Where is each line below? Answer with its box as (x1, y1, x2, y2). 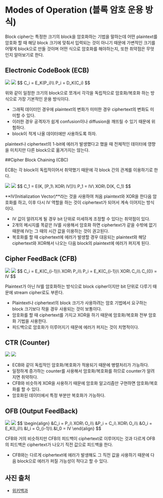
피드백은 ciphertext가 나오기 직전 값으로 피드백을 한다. (10, 442, 113, 448)
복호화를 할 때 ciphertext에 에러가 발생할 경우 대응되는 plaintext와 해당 (12, 234, 147, 240)
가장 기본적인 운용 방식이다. (17, 96, 70, 102)
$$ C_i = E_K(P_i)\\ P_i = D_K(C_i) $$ (16, 80, 91, 86)
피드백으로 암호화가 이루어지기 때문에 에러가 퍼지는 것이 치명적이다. (12, 324, 139, 330)
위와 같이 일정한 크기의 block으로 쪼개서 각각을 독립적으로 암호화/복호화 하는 (5, 90, 149, 95)
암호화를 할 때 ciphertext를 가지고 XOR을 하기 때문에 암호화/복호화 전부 (12, 312, 147, 318)
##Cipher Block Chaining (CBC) (5, 157, 69, 163)
